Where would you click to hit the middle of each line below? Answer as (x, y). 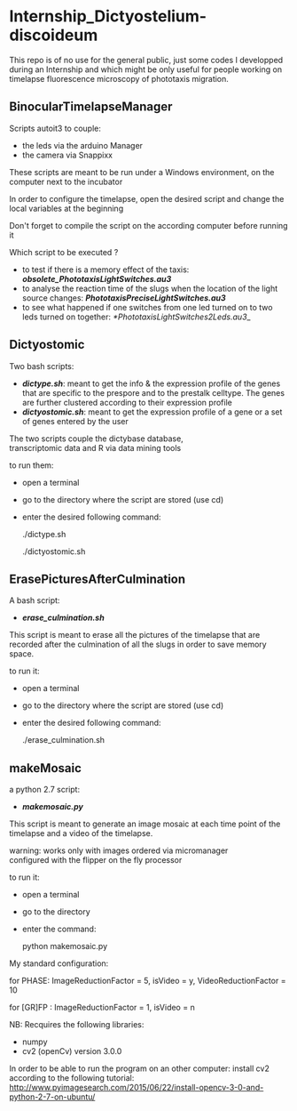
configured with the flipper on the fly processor (96, 860)
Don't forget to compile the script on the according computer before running (148, 225)
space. (22, 654)
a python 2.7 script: (45, 790)
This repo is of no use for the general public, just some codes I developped (146, 60)
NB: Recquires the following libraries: (77, 1025)
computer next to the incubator (66, 181)
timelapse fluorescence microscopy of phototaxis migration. (119, 78)
